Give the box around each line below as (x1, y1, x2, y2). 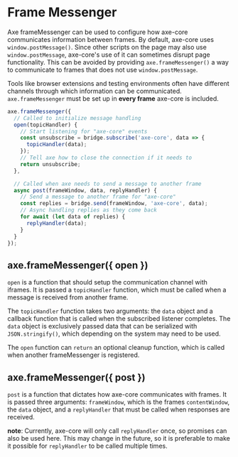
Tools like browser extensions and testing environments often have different (7, 79, 229, 87)
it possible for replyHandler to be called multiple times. (7, 441, 168, 451)
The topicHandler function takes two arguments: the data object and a (7, 307, 213, 316)
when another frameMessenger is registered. (7, 351, 140, 359)
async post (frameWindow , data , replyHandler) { (13, 187, 158, 194)
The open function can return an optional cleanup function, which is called (7, 343, 225, 352)
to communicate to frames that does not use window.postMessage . (7, 65, 198, 74)
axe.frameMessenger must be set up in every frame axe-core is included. (7, 94, 219, 103)
